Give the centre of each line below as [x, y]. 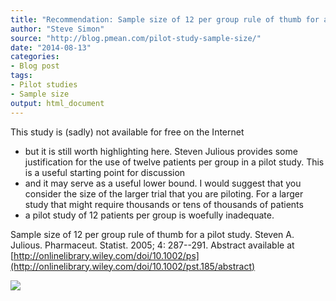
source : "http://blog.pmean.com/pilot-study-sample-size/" [136, 38]
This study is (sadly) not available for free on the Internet [127, 132]
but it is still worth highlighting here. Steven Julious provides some [161, 151]
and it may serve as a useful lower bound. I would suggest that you [163, 183]
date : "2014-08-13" [51, 47]
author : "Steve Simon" [57, 29]
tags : [21, 76]
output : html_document [57, 103]
